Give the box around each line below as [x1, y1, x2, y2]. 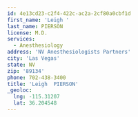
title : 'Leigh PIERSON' [7, 81, 79, 87]
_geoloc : [7, 87, 32, 94]
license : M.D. [7, 29, 48, 36]
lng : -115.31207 [13, 94, 60, 100]
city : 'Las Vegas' [7, 55, 60, 62]
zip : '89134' [7, 67, 45, 74]
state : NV [7, 61, 36, 68]
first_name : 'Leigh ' [7, 17, 70, 23]
